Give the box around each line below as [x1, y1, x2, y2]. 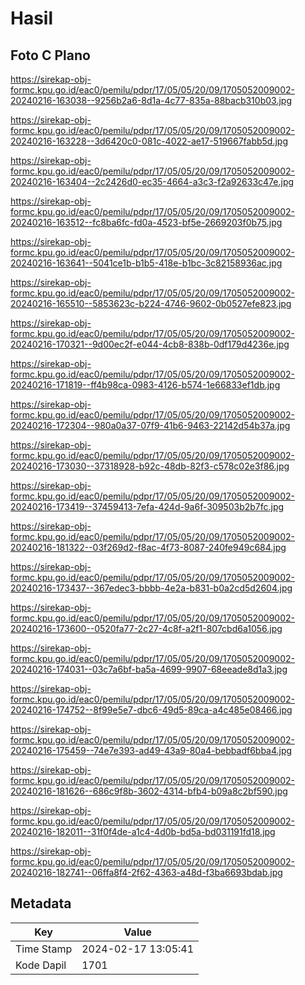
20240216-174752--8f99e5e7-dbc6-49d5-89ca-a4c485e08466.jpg [10, 704, 293, 716]
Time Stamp [15, 942, 73, 956]
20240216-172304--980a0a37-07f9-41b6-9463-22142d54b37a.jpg [10, 420, 291, 431]
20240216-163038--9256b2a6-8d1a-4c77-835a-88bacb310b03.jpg [10, 95, 292, 106]
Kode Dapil [15, 958, 67, 972]
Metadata [10, 895, 72, 912]
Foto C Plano [10, 47, 91, 64]
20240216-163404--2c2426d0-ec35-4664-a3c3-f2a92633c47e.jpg [10, 176, 295, 187]
